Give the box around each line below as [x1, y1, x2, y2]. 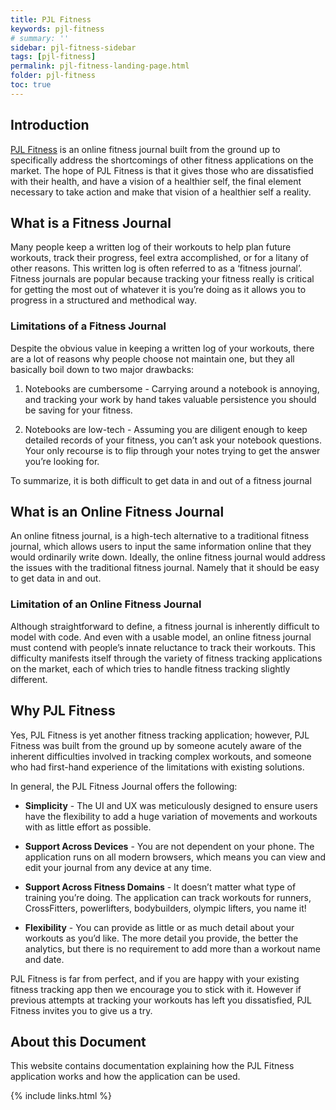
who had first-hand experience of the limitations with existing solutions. [10, 761, 305, 773]
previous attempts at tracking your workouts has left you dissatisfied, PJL [10, 994, 312, 1006]
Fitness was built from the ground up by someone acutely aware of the [10, 739, 302, 751]
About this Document [10, 1033, 147, 1050]
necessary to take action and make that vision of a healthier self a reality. [10, 186, 312, 198]
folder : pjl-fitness [10, 71, 97, 81]
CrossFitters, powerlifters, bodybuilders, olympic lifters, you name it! [24, 902, 307, 914]
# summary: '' [10, 33, 70, 43]
